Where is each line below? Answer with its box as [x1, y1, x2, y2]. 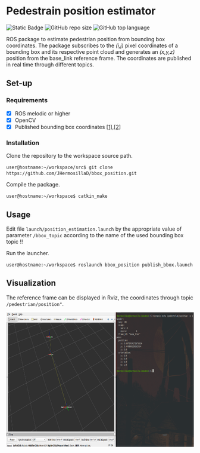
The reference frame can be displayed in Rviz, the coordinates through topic [6, 294, 193, 301]
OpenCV [14, 117, 36, 124]
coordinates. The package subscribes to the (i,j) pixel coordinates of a [6, 42, 179, 49]
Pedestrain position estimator [6, 4, 156, 18]
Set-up [6, 78, 33, 88]
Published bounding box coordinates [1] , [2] [14, 123, 121, 130]
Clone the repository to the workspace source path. [6, 152, 133, 160]
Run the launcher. [6, 249, 49, 256]
